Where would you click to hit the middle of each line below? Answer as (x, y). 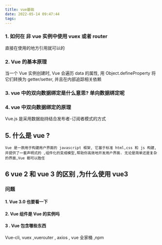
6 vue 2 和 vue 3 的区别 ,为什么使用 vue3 (67, 174)
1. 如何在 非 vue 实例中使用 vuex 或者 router (56, 36)
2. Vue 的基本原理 (26, 62)
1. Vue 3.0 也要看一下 (27, 201)
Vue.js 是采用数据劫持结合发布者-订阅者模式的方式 (55, 119)
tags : (10, 18)
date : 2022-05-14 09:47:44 (32, 14)
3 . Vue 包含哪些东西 (26, 226)
